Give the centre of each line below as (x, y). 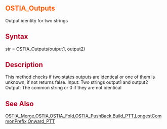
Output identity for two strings (37, 20)
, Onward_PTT (41, 121)
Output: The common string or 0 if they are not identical (63, 88)
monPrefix (16, 121)
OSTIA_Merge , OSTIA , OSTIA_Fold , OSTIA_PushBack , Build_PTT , (70, 116)
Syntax (17, 37)
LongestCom (148, 116)
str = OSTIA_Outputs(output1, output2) (45, 49)
